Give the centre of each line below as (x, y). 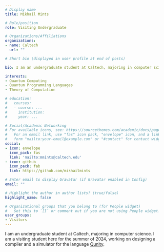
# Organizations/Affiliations (36, 36)
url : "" (17, 50)
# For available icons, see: (35, 130)
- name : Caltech (21, 45)
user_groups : (18, 215)
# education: (18, 99)
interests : (16, 76)
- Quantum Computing (26, 81)
